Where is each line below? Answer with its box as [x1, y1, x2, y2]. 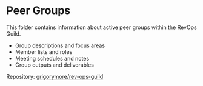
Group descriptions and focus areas [15, 42, 105, 49]
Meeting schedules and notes [15, 55, 90, 62]
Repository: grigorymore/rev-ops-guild [6, 73, 104, 80]
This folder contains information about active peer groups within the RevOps [6, 24, 197, 31]
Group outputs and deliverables [15, 61, 94, 68]
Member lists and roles [15, 48, 73, 55]
